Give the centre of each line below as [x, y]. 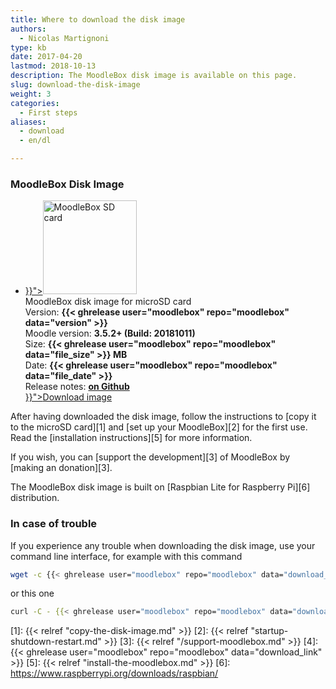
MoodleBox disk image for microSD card [108, 302]
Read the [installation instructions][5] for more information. [131, 438]
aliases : [28, 122]
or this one [32, 593]
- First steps [48, 112]
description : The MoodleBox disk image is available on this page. [154, 76]
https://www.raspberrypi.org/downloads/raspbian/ [114, 673]
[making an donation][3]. [61, 468]
